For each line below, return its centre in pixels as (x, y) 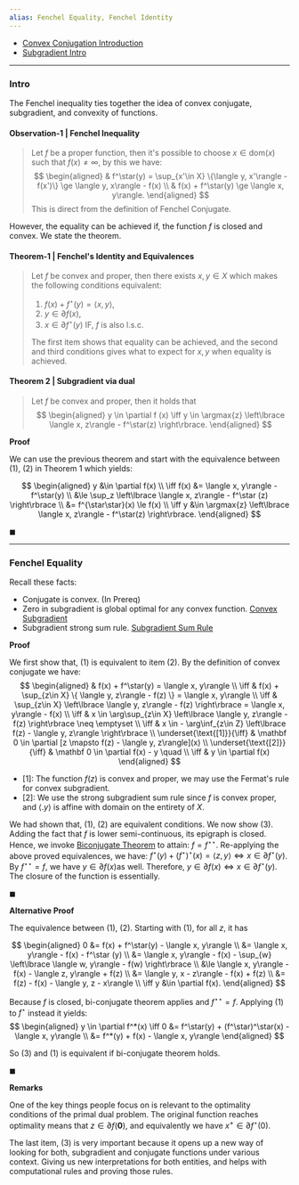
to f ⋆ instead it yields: (48, 1012)
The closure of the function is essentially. (85, 876)
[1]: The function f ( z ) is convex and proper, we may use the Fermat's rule (155, 779)
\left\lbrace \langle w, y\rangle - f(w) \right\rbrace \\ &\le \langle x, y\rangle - (149, 964)
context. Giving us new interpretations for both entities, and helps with (138, 1162)
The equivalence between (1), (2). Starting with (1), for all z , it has (129, 928)
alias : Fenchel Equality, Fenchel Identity (91, 17)
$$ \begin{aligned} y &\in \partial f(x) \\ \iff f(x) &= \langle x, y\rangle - (149, 486)
